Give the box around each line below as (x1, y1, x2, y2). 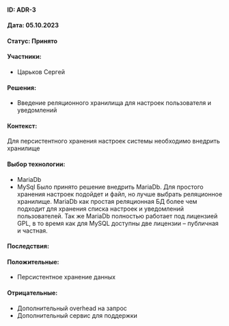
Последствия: (7, 242, 50, 251)
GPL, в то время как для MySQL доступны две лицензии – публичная (16, 219, 219, 227)
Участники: (7, 52, 42, 61)
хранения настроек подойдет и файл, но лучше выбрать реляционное (16, 189, 223, 198)
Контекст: (7, 121, 38, 130)
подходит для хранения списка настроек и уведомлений (16, 205, 185, 213)
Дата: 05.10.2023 (7, 21, 59, 30)
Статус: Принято (7, 36, 58, 45)
